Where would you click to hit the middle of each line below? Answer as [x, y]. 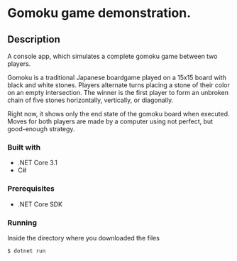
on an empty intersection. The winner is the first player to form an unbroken [118, 93]
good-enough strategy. [41, 129]
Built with [24, 147]
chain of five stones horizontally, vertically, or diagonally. [90, 100]
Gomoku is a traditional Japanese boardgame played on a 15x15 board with [117, 77]
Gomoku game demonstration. [99, 13]
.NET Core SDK [40, 204]
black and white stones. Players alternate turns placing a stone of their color [119, 85]
